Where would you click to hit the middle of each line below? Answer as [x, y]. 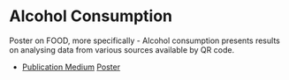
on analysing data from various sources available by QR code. [122, 49]
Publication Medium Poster [71, 67]
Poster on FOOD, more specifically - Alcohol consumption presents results [144, 40]
